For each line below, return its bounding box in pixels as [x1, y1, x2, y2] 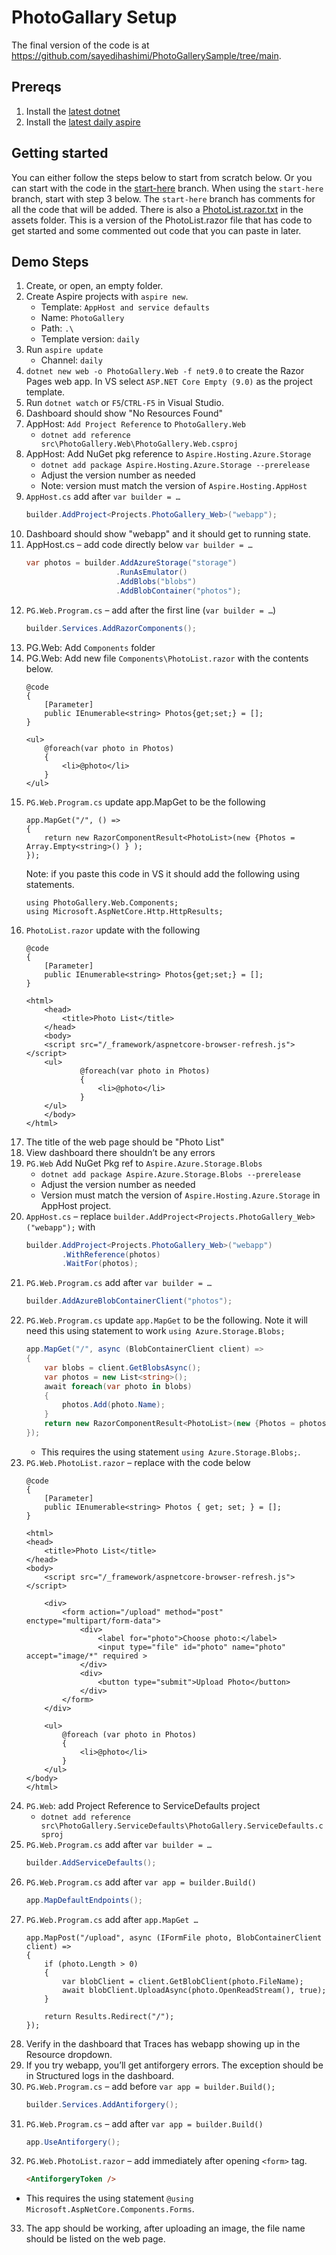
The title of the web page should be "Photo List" [25, 1136, 225, 1148]
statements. [25, 878, 75, 890]
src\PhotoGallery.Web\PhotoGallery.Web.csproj [40, 439, 239, 450]
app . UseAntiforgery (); [25, 2137, 121, 2147]
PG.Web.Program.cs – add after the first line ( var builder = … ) [25, 604, 277, 616]
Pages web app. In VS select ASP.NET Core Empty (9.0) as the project [25, 376, 313, 388]
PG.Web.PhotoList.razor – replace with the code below [25, 1456, 251, 1468]
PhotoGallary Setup [11, 6, 178, 29]
